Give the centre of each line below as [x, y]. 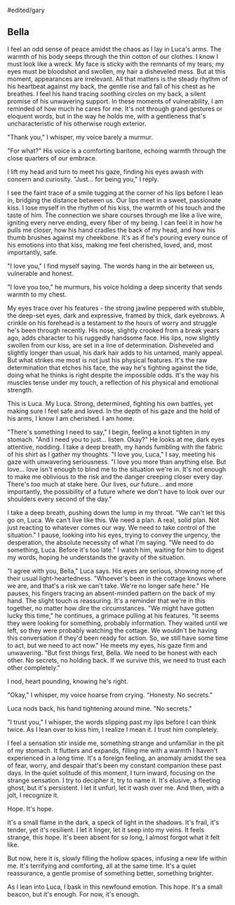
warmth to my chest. [37, 294]
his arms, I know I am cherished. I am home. [71, 418]
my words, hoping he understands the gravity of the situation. [96, 557]
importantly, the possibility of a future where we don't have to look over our [116, 491]
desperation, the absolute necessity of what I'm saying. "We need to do [110, 542]
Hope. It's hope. [31, 808]
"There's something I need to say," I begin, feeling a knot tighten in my [109, 432]
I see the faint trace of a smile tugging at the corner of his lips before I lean [115, 193]
